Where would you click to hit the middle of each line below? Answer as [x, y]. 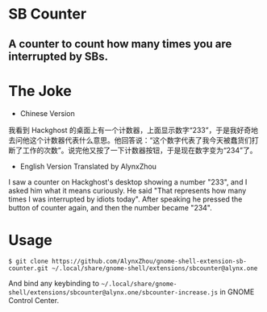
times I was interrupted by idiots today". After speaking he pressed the [125, 199]
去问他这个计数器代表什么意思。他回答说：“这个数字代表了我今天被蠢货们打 [134, 140]
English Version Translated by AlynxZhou [88, 166]
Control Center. [33, 301]
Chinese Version [47, 113]
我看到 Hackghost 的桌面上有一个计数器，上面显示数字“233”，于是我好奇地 [133, 130]
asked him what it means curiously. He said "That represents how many [127, 190]
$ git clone [28, 262]
